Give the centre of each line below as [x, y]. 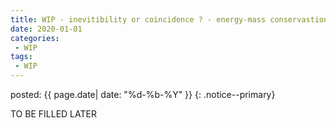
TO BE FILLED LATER [53, 114]
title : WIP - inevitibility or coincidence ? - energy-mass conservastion [169, 19]
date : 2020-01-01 [46, 29]
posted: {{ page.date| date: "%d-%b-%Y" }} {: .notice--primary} [143, 94]
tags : [21, 57]
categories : [35, 38]
